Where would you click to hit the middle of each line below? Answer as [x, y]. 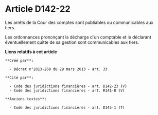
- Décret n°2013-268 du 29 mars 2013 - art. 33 [59, 69]
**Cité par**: [19, 77]
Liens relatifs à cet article [31, 52]
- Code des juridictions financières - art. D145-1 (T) [67, 107]
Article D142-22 [38, 9]
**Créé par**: [19, 60]
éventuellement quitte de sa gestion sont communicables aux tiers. [72, 42]
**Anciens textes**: [26, 99]
